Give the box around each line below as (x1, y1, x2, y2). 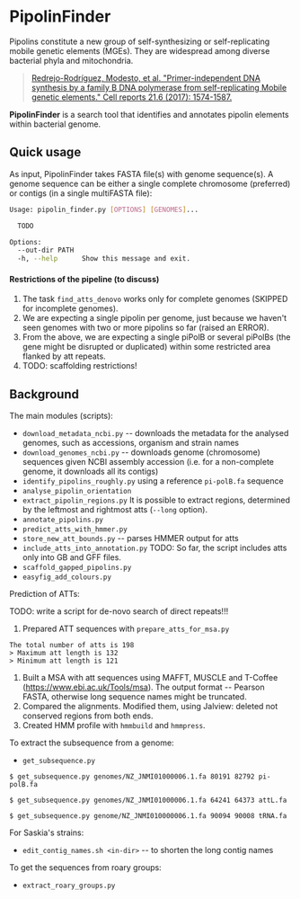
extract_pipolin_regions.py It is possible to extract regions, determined (22, 494, 290, 505)
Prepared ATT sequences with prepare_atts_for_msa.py (22, 623, 230, 635)
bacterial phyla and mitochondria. (9, 55, 134, 66)
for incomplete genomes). (22, 303, 119, 314)
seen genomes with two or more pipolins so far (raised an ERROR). (22, 322, 269, 334)
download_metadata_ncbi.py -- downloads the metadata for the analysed (22, 428, 289, 439)
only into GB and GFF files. (22, 552, 121, 563)
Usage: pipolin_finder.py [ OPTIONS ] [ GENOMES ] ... (9, 205, 199, 214)
